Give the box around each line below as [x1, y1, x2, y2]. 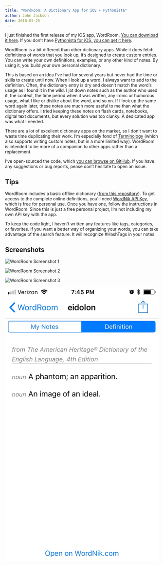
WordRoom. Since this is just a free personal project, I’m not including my [5, 206, 152, 212]
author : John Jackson [5, 13, 49, 18]
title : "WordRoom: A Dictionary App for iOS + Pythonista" [5, 8, 127, 13]
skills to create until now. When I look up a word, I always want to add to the [5, 77, 157, 83]
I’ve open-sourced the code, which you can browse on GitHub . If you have [5, 158, 155, 164]
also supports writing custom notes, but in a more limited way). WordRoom [5, 138, 155, 144]
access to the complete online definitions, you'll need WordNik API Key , [5, 196, 148, 202]
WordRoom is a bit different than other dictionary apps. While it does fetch [5, 47, 154, 53]
